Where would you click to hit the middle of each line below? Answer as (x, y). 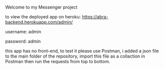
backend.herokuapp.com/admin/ (39, 22)
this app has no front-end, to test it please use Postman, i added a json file (82, 51)
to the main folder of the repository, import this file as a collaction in (75, 56)
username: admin (23, 32)
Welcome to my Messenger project (41, 7)
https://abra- (95, 17)
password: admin (23, 41)
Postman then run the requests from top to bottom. (58, 61)
